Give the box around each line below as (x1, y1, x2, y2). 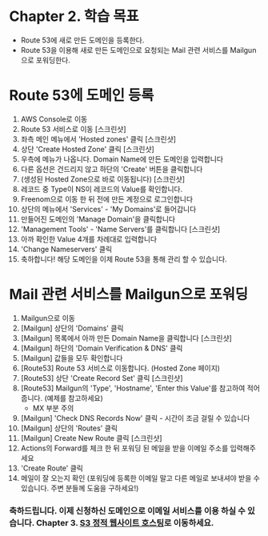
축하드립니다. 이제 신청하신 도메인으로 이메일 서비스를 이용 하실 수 (9, 505, 246, 516)
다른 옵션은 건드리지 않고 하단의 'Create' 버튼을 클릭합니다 (20, 164, 203, 174)
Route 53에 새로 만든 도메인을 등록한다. (20, 35, 145, 45)
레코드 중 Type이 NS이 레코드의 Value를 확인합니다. (20, 184, 183, 194)
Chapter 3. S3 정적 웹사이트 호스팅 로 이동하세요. (35, 517, 214, 528)
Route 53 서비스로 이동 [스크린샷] (20, 124, 126, 134)
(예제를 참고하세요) (44, 393, 103, 402)
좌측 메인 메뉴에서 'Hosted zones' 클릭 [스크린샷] (20, 134, 177, 144)
